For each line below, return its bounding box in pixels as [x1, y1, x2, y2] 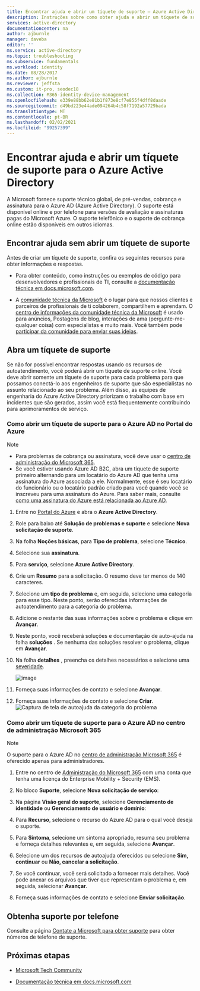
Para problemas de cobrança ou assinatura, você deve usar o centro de [15, 452, 191, 459]
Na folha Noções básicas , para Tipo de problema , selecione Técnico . [15, 537, 188, 545]
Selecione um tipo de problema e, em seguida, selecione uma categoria [15, 590, 192, 597]
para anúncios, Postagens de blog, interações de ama [15, 315, 148, 322]
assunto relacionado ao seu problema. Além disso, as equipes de [7, 386, 166, 393]
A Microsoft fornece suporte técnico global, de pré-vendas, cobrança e [7, 195, 182, 202]
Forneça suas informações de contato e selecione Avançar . [15, 685, 162, 693]
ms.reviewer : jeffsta [7, 81, 61, 87]
